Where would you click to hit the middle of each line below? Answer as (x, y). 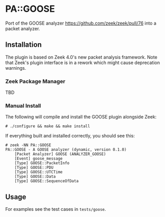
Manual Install (23, 106)
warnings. (16, 68)
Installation (23, 45)
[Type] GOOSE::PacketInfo (42, 163)
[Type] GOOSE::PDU (34, 168)
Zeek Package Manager (35, 81)
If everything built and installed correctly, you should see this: (70, 136)
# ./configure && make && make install (48, 126)
